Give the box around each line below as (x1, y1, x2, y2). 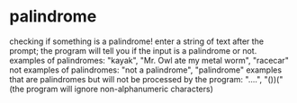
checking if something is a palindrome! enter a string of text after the (9, 36, 264, 47)
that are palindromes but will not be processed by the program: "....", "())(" (9, 73, 283, 84)
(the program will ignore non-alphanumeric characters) (9, 83, 214, 94)
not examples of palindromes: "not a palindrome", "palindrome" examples (9, 64, 282, 75)
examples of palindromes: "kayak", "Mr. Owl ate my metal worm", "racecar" (9, 55, 290, 65)
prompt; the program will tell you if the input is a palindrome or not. (9, 45, 257, 56)
